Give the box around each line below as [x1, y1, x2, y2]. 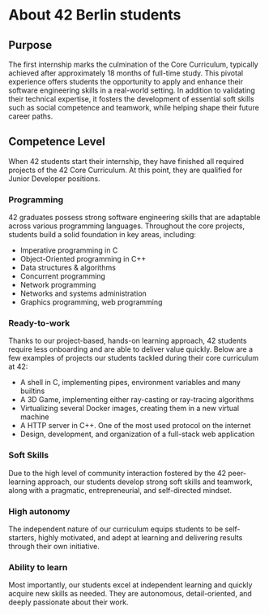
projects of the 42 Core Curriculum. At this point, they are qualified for [8, 165, 243, 175]
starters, [8, 533, 36, 542]
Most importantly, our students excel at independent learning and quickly [8, 580, 253, 590]
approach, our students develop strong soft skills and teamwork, [37, 477, 253, 487]
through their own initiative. [8, 542, 100, 551]
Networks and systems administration [19, 288, 147, 298]
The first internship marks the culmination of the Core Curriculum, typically [8, 59, 258, 69]
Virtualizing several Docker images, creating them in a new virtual [19, 404, 240, 414]
